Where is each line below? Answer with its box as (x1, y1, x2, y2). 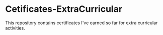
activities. (5, 25, 25, 31)
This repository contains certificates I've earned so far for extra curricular (5, 20, 158, 26)
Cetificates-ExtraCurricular (5, 3, 122, 15)
